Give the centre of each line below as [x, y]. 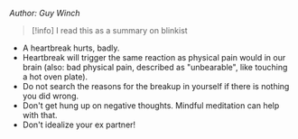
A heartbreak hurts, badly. [71, 48]
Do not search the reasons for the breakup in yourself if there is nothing [156, 86]
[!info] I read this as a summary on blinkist [109, 30]
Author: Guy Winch [45, 13]
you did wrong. [51, 96]
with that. [40, 115]
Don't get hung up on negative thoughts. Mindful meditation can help [151, 106]
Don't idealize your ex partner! [79, 125]
